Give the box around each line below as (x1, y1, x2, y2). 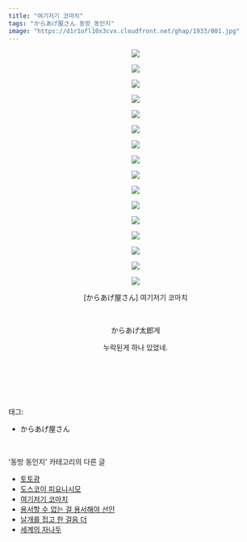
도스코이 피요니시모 (19, 485, 82, 494)
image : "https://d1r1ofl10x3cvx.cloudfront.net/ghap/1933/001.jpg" (8, 27, 241, 35)
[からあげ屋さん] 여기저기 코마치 (83, 293, 188, 303)
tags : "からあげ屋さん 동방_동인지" (8, 19, 115, 28)
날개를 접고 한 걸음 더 (19, 514, 87, 524)
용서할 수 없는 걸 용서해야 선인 (19, 505, 115, 514)
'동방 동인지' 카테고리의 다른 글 (8, 457, 106, 467)
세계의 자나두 (19, 525, 62, 535)
